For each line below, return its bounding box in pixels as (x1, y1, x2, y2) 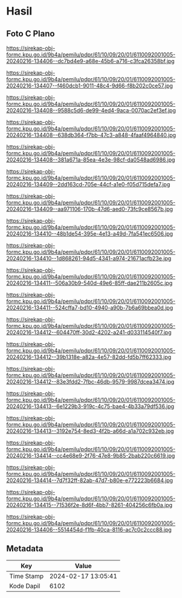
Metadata (6, 543, 44, 554)
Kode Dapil (9, 582, 41, 590)
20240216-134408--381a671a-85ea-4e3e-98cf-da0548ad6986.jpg (6, 156, 175, 163)
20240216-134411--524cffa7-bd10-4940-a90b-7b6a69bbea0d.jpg (6, 304, 174, 311)
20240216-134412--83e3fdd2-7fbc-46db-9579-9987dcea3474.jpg (6, 378, 175, 385)
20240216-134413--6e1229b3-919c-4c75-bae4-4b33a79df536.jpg (6, 403, 174, 410)
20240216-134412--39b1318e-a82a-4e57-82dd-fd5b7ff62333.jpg (6, 353, 172, 361)
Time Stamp (9, 572, 44, 580)
